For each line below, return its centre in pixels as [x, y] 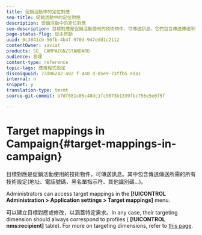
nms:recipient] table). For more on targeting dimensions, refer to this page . [100, 225]
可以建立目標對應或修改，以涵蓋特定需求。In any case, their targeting [92, 212]
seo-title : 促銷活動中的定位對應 [44, 17]
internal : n [21, 79]
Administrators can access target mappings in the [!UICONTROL [86, 193]
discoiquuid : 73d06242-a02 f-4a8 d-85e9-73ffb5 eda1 [74, 74]
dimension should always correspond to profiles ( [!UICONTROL [86, 219]
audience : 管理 [24, 57]
